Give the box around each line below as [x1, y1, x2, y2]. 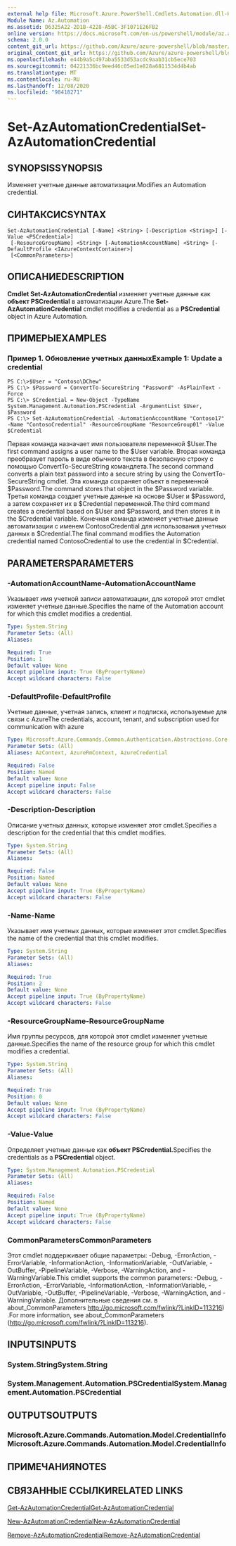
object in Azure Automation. [7, 312, 88, 320]
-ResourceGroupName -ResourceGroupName [7, 1016, 165, 1026]
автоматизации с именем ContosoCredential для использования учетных [7, 522, 227, 531]
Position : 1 [7, 655, 42, 662]
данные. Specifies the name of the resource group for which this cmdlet [7, 1039, 215, 1048]
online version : [7, 30, 55, 37]
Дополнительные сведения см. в [58, 1295, 158, 1304]
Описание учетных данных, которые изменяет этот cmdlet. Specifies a [7, 820, 217, 829]
